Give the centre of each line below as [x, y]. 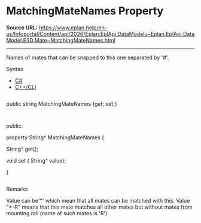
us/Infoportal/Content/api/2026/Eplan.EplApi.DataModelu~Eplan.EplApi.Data [100, 33]
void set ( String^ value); [36, 160]
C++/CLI [25, 87]
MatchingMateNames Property [85, 11]
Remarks [17, 189]
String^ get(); [22, 149]
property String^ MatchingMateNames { [55, 137]
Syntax [15, 69]
